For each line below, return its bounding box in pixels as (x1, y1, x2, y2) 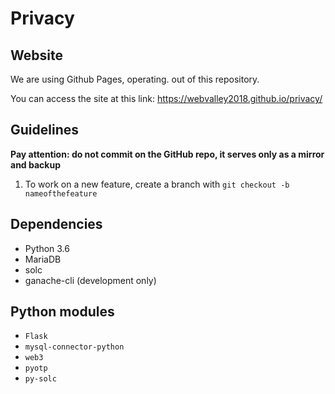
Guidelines (10, 122, 79, 139)
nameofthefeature (24, 188, 98, 199)
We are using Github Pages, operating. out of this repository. (10, 73, 260, 85)
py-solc (24, 374, 57, 384)
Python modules (10, 303, 115, 321)
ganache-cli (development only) (24, 274, 157, 286)
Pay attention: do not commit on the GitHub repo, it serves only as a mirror (10, 148, 325, 160)
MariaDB (24, 253, 62, 265)
